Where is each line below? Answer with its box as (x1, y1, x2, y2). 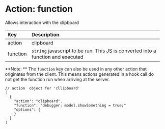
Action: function (5, 3, 73, 15)
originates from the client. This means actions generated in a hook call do (5, 71, 154, 77)
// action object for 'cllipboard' (5, 86, 80, 91)
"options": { (14, 107, 41, 112)
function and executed (31, 53, 83, 60)
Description (31, 31, 60, 38)
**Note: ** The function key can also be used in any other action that (5, 66, 147, 72)
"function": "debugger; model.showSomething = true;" (14, 103, 126, 108)
